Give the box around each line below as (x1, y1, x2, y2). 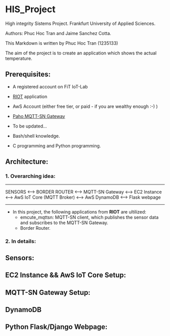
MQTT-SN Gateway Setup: (5, 288, 91, 297)
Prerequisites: (5, 70, 51, 79)
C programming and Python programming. (12, 142, 101, 148)
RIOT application (12, 93, 48, 100)
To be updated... (12, 123, 47, 129)
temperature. (5, 55, 32, 62)
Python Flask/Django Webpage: (5, 323, 108, 331)
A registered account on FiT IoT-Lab (12, 83, 88, 89)
